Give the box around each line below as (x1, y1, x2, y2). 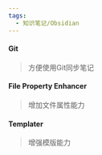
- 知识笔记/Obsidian (15, 19, 80, 27)
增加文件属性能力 (27, 100, 85, 109)
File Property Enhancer (8, 81, 87, 91)
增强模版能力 (27, 137, 71, 148)
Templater (8, 119, 44, 129)
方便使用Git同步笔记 (27, 62, 95, 72)
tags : (8, 11, 27, 20)
